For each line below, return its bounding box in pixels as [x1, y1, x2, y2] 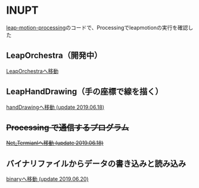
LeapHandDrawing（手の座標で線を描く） [6, 87, 163, 97]
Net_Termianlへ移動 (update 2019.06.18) [6, 139, 104, 146]
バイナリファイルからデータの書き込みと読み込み [6, 158, 186, 168]
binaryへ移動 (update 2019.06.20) [6, 176, 89, 183]
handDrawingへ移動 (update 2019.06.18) [6, 104, 105, 111]
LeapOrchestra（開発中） [6, 51, 102, 61]
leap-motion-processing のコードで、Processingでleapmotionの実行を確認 [6, 24, 188, 31]
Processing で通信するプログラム [6, 123, 129, 133]
